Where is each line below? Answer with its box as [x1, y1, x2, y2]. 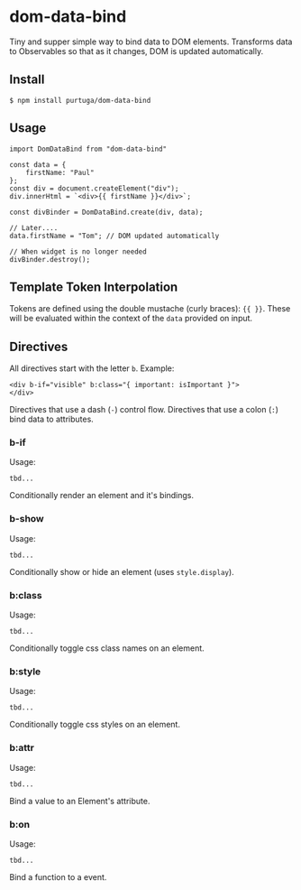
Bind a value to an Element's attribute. [9, 795, 150, 806]
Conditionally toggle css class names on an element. [9, 643, 205, 654]
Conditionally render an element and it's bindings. [9, 490, 195, 501]
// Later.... [9, 223, 59, 232]
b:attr [9, 742, 34, 755]
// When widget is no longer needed [9, 246, 147, 256]
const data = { [9, 160, 67, 169]
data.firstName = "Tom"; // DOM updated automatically [9, 231, 220, 240]
